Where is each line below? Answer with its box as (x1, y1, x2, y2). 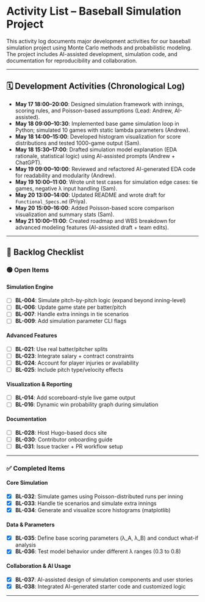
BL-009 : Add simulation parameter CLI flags (15, 317, 127, 325)
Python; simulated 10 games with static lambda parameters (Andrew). (15, 126, 190, 134)
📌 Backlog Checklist (6, 247, 84, 258)
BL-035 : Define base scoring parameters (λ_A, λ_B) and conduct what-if (15, 534, 198, 542)
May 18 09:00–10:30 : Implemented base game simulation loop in (15, 120, 179, 127)
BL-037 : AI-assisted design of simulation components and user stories (15, 576, 193, 583)
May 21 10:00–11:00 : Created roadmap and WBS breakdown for (15, 217, 176, 224)
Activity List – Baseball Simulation (6, 4, 182, 18)
